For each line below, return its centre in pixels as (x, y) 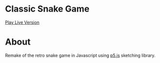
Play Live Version (22, 22)
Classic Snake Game (47, 9)
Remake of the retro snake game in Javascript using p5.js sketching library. (80, 55)
